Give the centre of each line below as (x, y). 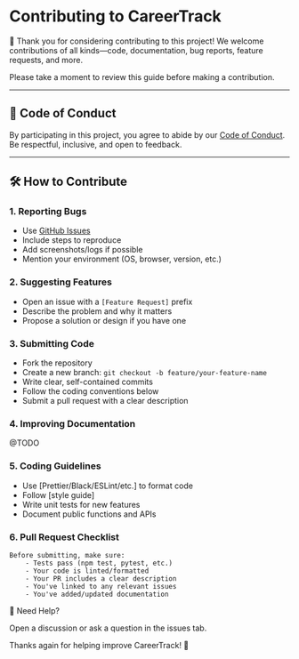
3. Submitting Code (52, 343)
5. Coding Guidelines (55, 466)
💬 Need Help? (35, 610)
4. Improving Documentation (73, 423)
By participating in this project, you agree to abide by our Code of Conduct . (147, 134)
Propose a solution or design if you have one (104, 320)
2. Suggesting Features (61, 282)
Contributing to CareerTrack (116, 16)
